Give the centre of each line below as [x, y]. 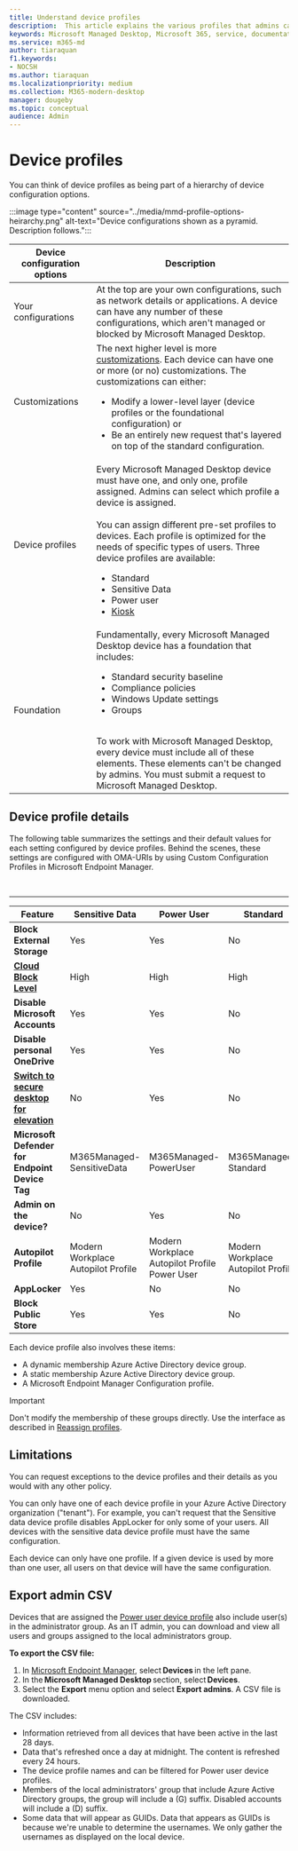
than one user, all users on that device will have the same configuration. [141, 1567]
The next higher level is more [157, 349]
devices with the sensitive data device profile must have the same [129, 1531]
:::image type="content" [53, 212]
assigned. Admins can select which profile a [188, 492]
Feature [38, 914]
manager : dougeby [41, 100]
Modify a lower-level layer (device [183, 402]
